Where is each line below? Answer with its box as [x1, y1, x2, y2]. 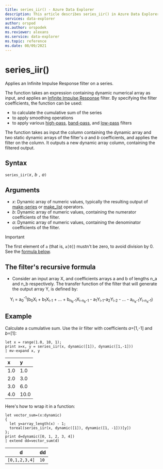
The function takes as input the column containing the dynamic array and [5, 129, 151, 135]
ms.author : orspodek [5, 25, 47, 30]
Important [5, 234, 25, 240]
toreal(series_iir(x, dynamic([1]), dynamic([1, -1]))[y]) [9, 425, 131, 431]
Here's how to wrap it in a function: [5, 403, 75, 409]
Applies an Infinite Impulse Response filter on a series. [5, 80, 114, 86]
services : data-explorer [5, 16, 55, 21]
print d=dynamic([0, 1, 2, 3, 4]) [5, 434, 75, 439]
